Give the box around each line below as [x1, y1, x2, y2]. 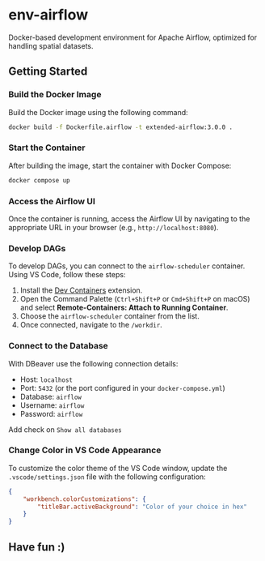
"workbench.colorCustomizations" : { [23, 495, 147, 503]
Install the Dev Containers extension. [19, 285, 143, 295]
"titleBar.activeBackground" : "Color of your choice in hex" [37, 503, 248, 511]
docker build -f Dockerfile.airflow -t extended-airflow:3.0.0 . [8, 123, 233, 131]
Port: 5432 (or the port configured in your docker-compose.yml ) [19, 383, 226, 392]
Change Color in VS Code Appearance [8, 444, 162, 456]
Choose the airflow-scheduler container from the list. [19, 311, 200, 321]
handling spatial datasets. [8, 41, 95, 50]
